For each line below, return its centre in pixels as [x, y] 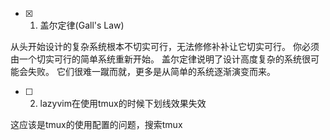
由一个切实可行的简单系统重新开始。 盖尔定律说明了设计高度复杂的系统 [156, 59]
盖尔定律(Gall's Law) [82, 25]
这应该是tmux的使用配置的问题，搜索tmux [96, 124]
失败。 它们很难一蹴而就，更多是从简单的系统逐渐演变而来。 [151, 71]
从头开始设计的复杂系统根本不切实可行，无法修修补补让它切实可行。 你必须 [165, 46]
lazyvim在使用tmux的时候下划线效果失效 [123, 103]
